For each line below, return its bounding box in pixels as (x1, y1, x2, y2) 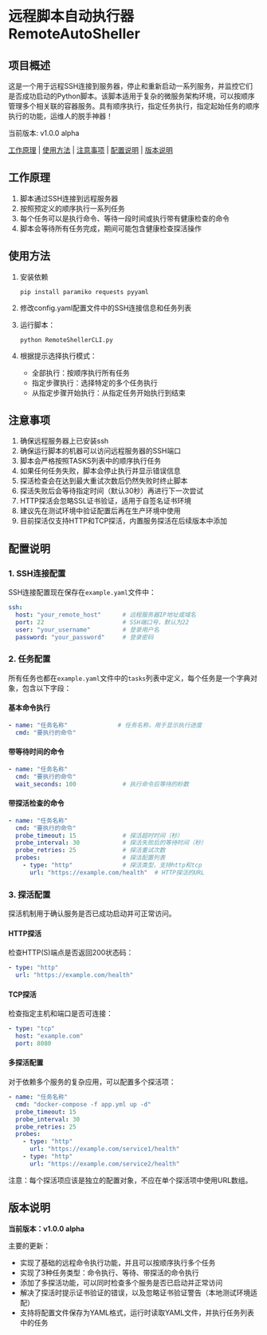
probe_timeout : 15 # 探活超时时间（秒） (15, 831, 183, 839)
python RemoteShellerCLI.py (19, 336, 113, 344)
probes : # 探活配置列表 (15, 854, 166, 862)
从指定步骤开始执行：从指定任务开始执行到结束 (31, 388, 186, 397)
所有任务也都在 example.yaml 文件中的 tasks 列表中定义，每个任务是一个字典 (8, 673, 251, 683)
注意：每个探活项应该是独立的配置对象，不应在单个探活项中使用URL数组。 (8, 1175, 253, 1185)
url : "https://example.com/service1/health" (29, 1145, 180, 1154)
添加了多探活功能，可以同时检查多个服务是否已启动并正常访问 (19, 1277, 223, 1287)
